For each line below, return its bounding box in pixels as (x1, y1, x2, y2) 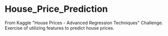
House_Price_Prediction (5, 3, 108, 15)
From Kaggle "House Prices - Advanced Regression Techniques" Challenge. (5, 20, 163, 26)
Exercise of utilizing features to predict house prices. (5, 25, 115, 31)
